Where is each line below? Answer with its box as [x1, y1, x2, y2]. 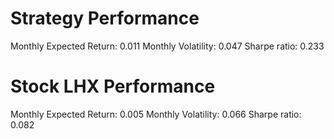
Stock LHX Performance [10, 75, 216, 98]
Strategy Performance [10, 7, 200, 30]
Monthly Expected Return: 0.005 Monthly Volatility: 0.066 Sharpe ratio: [10, 108, 302, 120]
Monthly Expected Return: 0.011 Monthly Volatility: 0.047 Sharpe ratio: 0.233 [10, 40, 325, 52]
